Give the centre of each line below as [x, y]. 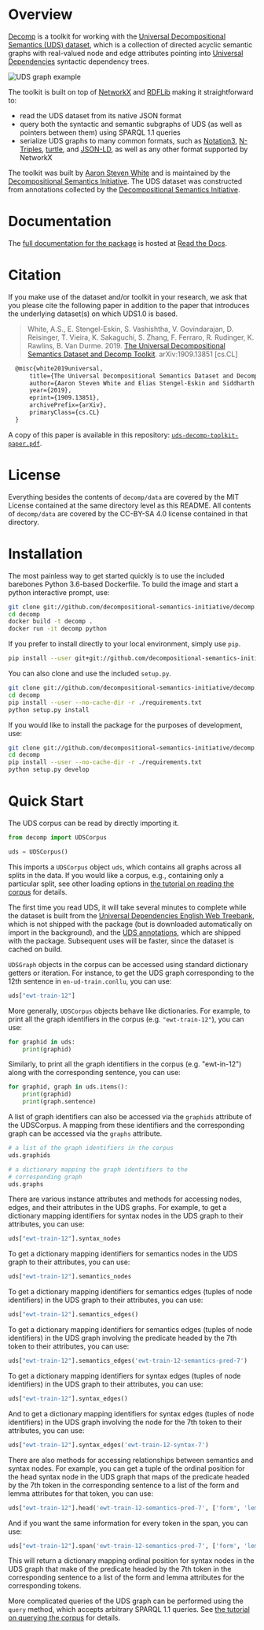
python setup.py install [49, 710]
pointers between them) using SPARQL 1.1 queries [100, 132]
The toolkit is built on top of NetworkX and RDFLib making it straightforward [131, 91]
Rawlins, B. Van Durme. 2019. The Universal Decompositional [126, 345]
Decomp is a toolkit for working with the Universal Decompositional [117, 36]
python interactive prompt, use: [59, 592]
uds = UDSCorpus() [38, 852]
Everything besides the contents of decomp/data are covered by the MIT [124, 497]
